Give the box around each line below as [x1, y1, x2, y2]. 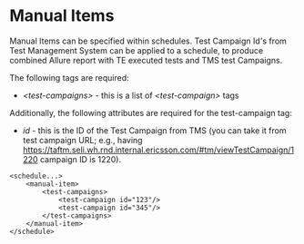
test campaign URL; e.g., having [22, 134, 143, 145]
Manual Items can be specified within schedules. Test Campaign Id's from [9, 35, 287, 46]
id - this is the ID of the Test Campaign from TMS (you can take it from [22, 124, 287, 136]
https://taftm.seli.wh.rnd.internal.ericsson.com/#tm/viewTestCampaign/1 [22, 144, 295, 155]
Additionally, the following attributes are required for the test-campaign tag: [9, 107, 293, 118]
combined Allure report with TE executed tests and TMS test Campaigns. [9, 54, 283, 65]
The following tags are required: [9, 72, 129, 83]
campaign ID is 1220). [39, 153, 121, 164]
